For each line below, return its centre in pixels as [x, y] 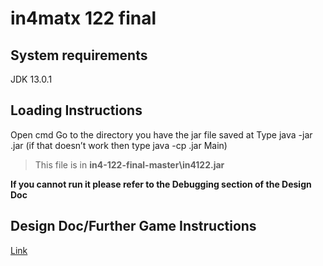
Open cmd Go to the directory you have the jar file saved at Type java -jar [161, 134]
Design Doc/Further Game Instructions [133, 226]
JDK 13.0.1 [31, 79]
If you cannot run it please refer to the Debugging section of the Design [161, 184]
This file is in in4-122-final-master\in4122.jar [129, 164]
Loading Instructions [76, 110]
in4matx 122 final [83, 18]
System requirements [79, 55]
